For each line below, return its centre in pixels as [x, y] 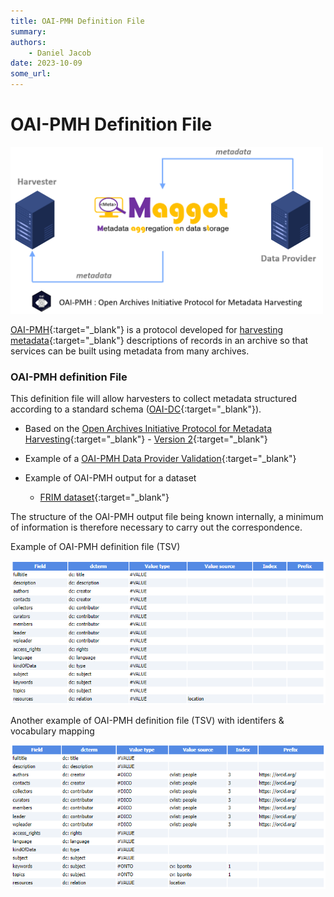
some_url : [31, 74]
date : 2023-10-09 [46, 63]
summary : [28, 31]
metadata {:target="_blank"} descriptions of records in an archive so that [159, 341]
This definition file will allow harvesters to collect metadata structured [153, 399]
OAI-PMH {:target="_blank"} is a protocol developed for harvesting [147, 330]
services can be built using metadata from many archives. [130, 351]
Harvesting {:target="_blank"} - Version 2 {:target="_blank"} [146, 439]
